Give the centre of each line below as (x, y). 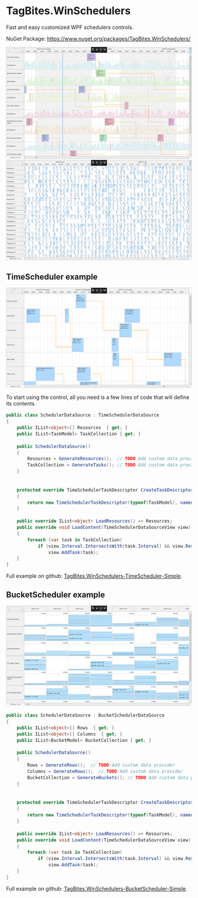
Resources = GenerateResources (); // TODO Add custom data (103, 459)
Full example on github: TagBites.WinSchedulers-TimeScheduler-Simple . (94, 576)
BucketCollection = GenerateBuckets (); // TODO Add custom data (108, 777)
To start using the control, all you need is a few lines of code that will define (98, 398)
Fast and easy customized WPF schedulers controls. (70, 27)
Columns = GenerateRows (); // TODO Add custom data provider (105, 772)
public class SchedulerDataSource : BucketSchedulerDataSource (85, 715)
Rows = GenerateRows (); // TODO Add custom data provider (101, 765)
